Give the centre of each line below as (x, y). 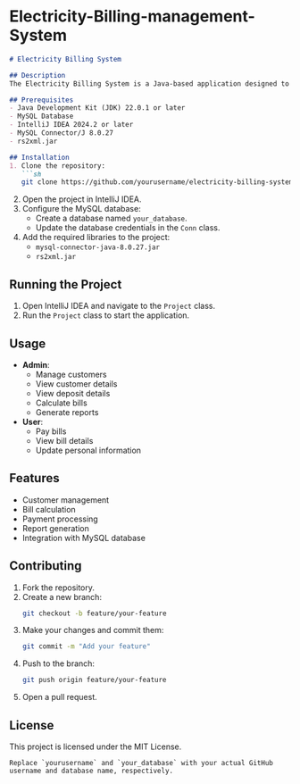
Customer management (66, 500)
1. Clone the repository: (57, 166)
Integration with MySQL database (83, 538)
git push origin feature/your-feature (94, 680)
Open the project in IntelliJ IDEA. (82, 199)
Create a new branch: (62, 596)
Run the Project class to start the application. (106, 315)
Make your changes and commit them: (93, 630)
